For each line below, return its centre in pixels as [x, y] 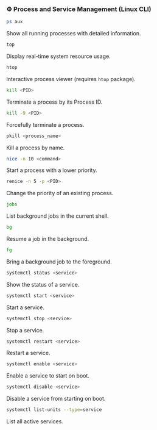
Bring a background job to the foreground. [59, 262]
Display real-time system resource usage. [58, 56]
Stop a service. [25, 330]
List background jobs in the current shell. [58, 216]
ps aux [15, 22]
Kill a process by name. [36, 148]
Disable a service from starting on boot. [56, 399]
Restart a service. [28, 353]
